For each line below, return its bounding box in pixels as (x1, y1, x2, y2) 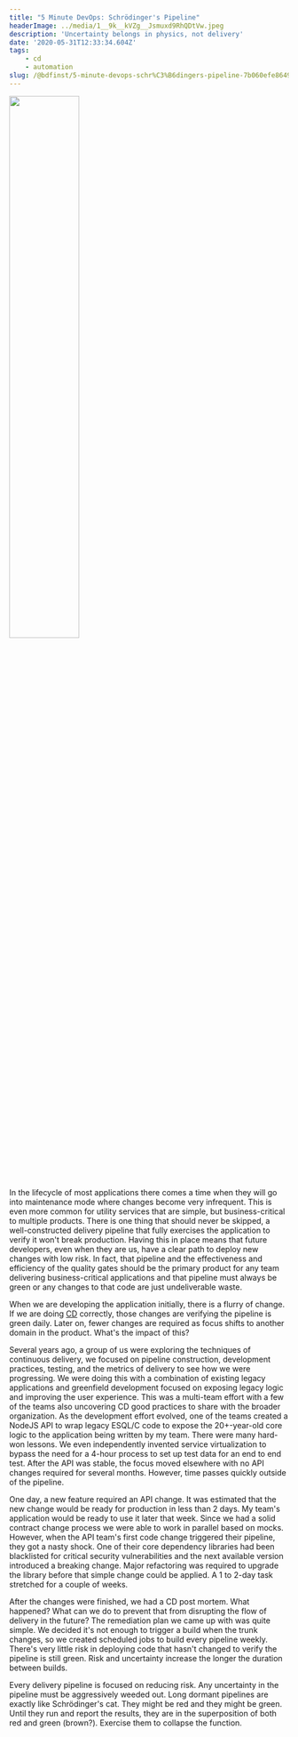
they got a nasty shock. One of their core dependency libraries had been (9, 1540, 275, 1552)
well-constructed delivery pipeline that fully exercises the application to (9, 1225, 271, 1235)
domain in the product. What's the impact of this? (9, 1327, 190, 1338)
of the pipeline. (9, 1476, 65, 1487)
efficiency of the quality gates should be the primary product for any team (9, 1262, 279, 1273)
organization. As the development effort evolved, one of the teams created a (9, 1411, 288, 1421)
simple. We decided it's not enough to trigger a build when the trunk (9, 1624, 259, 1635)
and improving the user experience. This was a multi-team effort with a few (9, 1391, 285, 1402)
